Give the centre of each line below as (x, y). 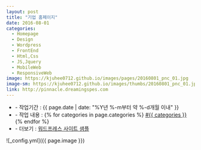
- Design (22, 39)
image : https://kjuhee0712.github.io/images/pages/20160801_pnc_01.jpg (97, 78)
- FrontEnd (25, 51)
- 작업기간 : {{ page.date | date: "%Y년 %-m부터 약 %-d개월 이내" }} (97, 107)
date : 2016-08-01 (28, 23)
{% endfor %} (32, 121)
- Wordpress (27, 45)
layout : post (22, 12)
